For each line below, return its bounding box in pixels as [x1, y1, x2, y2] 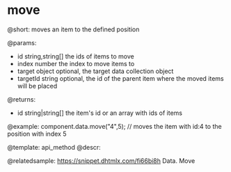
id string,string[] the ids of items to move [17, 52, 134, 61]
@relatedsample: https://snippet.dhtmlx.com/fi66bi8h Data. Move [7, 156, 196, 165]
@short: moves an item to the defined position [7, 25, 140, 33]
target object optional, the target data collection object [17, 67, 174, 75]
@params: [7, 38, 37, 47]
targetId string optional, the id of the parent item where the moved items [17, 74, 224, 82]
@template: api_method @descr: [7, 143, 101, 151]
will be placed [17, 81, 58, 90]
